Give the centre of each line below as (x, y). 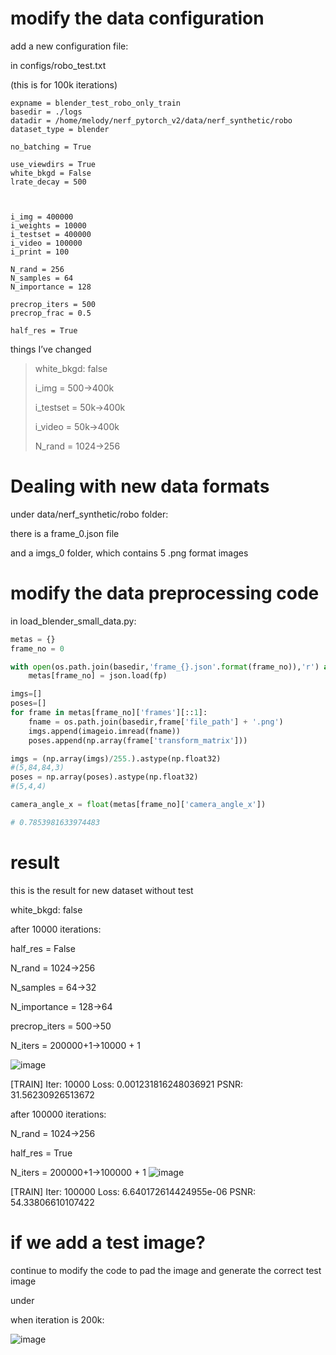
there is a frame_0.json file (65, 533)
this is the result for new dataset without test (102, 890)
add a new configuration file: (69, 46)
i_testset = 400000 (51, 234)
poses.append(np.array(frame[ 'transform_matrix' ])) (138, 740)
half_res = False (43, 948)
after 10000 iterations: (56, 929)
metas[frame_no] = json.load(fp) (98, 676)
